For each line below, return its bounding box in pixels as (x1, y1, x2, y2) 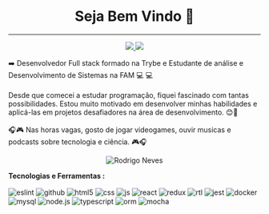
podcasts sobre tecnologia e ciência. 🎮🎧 (8, 136, 147, 147)
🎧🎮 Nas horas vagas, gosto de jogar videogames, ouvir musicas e (8, 124, 231, 135)
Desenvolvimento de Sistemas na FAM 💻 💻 (8, 70, 154, 79)
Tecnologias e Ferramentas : (8, 171, 106, 180)
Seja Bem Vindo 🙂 (74, 7, 195, 26)
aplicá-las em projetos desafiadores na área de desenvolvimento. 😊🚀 (8, 107, 239, 117)
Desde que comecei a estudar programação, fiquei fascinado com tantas (8, 90, 250, 99)
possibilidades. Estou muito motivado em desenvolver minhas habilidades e (8, 99, 258, 108)
